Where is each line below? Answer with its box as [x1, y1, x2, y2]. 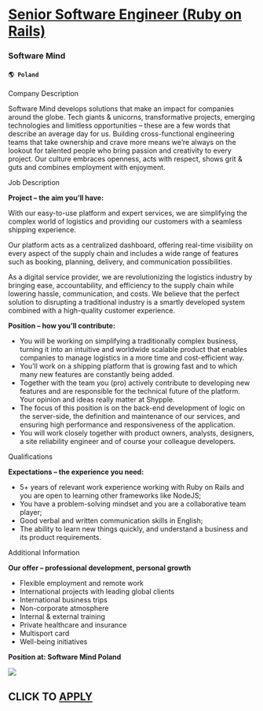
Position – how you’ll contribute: [8, 321, 116, 331]
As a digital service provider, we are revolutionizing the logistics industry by [8, 272, 253, 282]
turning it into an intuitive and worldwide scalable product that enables [19, 345, 247, 354]
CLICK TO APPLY [8, 690, 93, 703]
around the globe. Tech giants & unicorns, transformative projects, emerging [8, 113, 255, 122]
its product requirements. [19, 533, 102, 543]
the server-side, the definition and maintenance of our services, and [19, 412, 241, 421]
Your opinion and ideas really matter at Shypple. [19, 395, 175, 405]
